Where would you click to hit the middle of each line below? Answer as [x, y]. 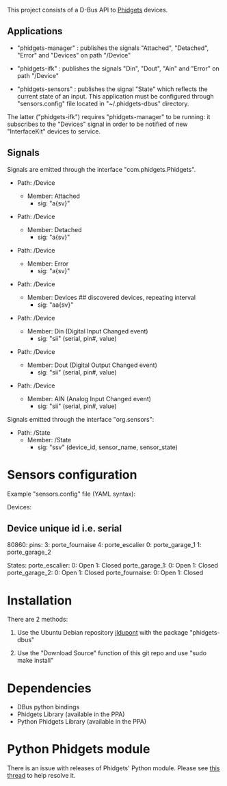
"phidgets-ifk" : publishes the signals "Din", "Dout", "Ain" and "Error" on [118, 68]
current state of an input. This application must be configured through [115, 96]
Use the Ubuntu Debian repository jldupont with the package [103, 633]
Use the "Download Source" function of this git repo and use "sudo [112, 653]
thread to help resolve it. [41, 776]
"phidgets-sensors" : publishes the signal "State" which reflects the [112, 89]
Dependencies [49, 688]
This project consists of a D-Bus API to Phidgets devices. [88, 10]
